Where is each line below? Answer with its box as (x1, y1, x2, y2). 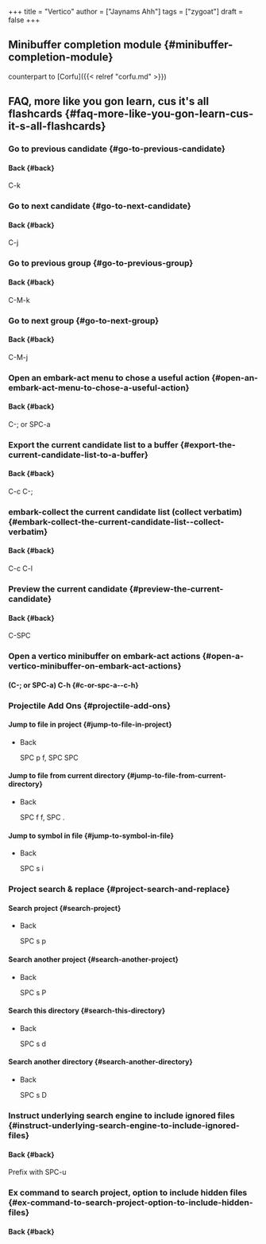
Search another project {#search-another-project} (8, 954, 179, 964)
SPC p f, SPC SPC (19, 753, 79, 762)
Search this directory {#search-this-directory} (8, 1006, 166, 1016)
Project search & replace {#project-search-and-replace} (8, 884, 230, 895)
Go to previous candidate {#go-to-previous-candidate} (8, 143, 226, 154)
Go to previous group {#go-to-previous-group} (8, 258, 194, 269)
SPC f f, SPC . (19, 812, 65, 822)
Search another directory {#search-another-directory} (8, 1057, 193, 1067)
